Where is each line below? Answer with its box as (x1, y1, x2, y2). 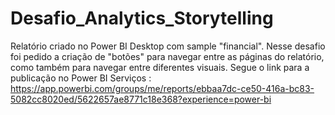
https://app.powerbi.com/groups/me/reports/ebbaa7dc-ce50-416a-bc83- (10, 82, 315, 94)
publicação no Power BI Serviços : (10, 72, 152, 84)
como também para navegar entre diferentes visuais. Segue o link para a (10, 61, 310, 73)
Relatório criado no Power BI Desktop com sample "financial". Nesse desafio (10, 40, 326, 52)
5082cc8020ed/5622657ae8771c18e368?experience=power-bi (10, 93, 272, 105)
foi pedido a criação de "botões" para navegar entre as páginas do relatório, (10, 50, 325, 62)
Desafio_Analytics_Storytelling (10, 7, 274, 30)
